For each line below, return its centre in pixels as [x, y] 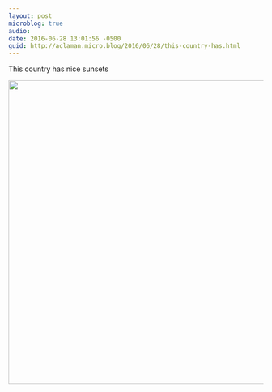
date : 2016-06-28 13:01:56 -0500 [65, 38]
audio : [19, 31]
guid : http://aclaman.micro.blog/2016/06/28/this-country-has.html [125, 46]
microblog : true [36, 23]
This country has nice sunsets [59, 69]
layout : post [30, 16]
